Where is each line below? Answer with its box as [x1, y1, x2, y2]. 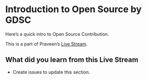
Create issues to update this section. [12, 69, 91, 75]
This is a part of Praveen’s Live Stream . [5, 41, 88, 47]
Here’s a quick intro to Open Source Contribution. [5, 31, 109, 37]
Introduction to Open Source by [5, 4, 142, 15]
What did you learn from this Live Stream [5, 56, 138, 64]
